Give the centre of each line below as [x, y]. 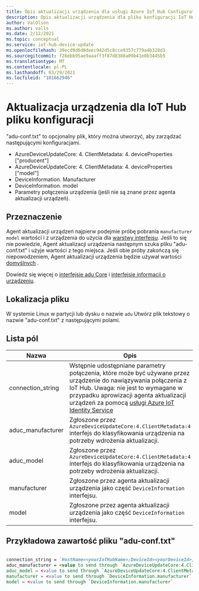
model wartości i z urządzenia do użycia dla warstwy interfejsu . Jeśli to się [97, 238]
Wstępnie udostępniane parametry [117, 365]
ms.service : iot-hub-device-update [50, 45]
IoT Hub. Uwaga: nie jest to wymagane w [126, 388]
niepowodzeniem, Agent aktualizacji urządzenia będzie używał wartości [94, 257]
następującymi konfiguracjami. [44, 143]
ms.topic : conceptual [33, 39]
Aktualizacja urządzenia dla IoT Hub [96, 107]
